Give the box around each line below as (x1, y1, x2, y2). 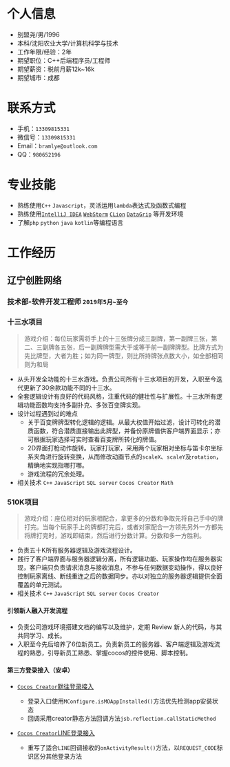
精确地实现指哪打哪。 (27, 461, 88, 469)
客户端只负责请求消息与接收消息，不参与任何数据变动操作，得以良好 (29, 563, 222, 571)
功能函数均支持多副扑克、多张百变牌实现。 (23, 401, 145, 409)
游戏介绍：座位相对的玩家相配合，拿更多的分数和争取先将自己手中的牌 (23, 514, 224, 522)
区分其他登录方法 (33, 753, 83, 761)
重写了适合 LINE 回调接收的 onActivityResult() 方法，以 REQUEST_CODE (27, 744, 217, 752)
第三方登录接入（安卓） (7, 666, 74, 674)
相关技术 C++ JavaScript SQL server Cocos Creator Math (17, 478, 174, 486)
